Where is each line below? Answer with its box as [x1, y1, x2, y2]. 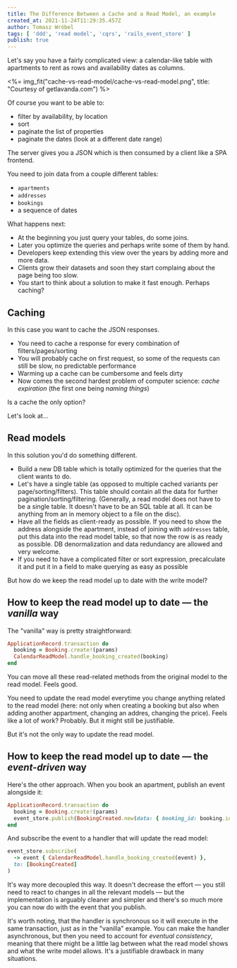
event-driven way [7, 761, 87, 773]
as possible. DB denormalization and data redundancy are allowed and [17, 539, 223, 548]
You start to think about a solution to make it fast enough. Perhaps [17, 279, 210, 287]
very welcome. [17, 547, 61, 555]
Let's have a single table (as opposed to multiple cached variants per [17, 479, 219, 488]
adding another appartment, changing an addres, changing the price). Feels [7, 709, 228, 718]
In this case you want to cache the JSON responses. [7, 325, 160, 333]
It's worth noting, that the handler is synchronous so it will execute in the [7, 916, 219, 925]
